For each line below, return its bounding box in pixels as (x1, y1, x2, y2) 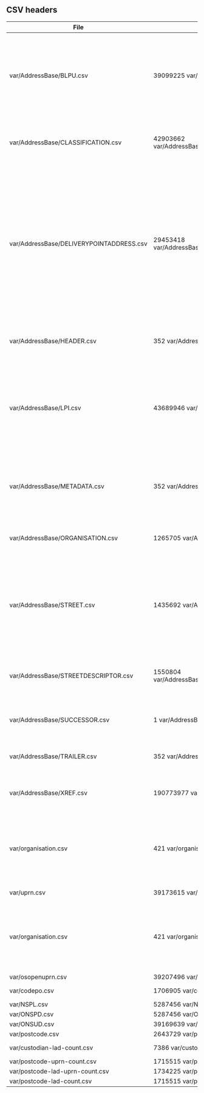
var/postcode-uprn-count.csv (9, 1057, 97, 1066)
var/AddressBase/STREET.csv (9, 601, 95, 609)
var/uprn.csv (9, 888, 46, 896)
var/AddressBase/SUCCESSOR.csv (9, 715, 110, 724)
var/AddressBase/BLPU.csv (9, 71, 88, 80)
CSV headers (6, 5, 58, 15)
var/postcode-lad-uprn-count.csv (9, 1067, 109, 1075)
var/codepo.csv (9, 986, 55, 994)
